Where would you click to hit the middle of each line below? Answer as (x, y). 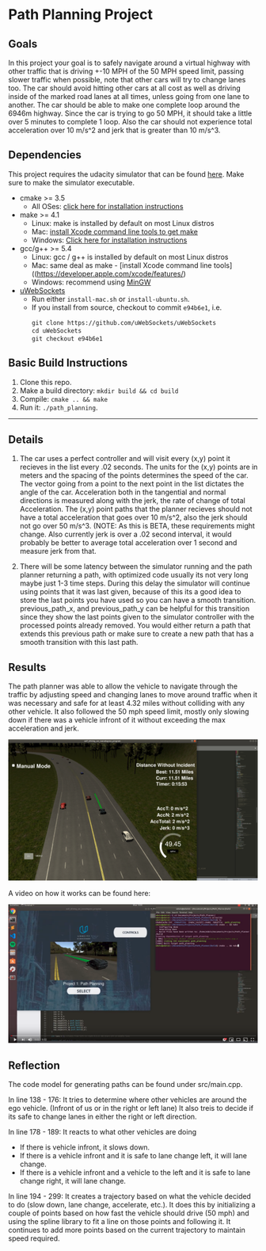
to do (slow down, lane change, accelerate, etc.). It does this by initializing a (132, 1205)
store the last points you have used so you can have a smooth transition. (138, 601)
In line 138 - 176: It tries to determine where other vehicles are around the (127, 1100)
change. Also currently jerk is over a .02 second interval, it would (125, 534)
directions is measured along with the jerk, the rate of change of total (132, 501)
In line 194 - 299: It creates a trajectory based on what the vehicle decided (130, 1196)
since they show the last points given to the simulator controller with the (137, 617)
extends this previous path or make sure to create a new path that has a (137, 634)
